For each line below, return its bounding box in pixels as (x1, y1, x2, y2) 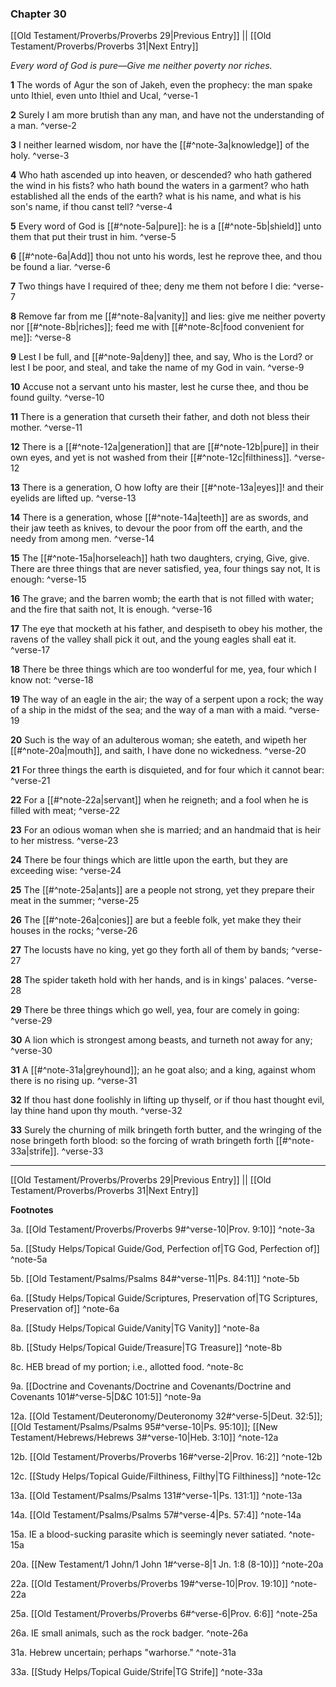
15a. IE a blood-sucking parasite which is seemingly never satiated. (10, 1528, 287, 1541)
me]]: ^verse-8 (10, 332, 72, 344)
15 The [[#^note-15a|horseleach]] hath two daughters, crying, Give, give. (10, 552, 310, 564)
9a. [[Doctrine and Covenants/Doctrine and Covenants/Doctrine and (10, 1380, 292, 1392)
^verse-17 (10, 644, 51, 656)
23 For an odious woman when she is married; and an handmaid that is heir (10, 824, 322, 836)
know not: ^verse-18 (10, 674, 94, 686)
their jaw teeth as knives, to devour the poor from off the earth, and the (10, 522, 303, 534)
